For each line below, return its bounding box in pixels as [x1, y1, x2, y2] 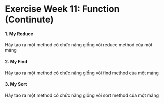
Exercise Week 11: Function [5, 3, 120, 15]
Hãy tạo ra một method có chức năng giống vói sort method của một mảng [5, 92, 159, 98]
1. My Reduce [5, 31, 34, 37]
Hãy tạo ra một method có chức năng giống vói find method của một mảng [5, 70, 159, 76]
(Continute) [5, 14, 54, 25]
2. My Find [5, 58, 27, 64]
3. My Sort [5, 81, 27, 87]
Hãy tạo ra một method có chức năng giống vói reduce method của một [5, 42, 153, 48]
